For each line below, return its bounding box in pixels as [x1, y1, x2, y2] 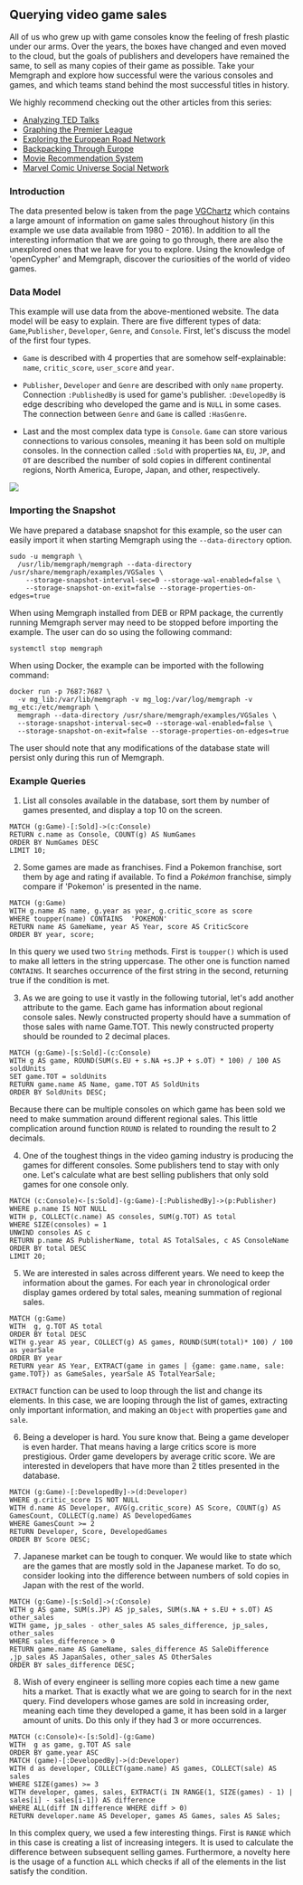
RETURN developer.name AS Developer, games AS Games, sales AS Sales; [9, 1812, 281, 1821]
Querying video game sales [9, 7, 167, 23]
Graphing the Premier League [22, 124, 133, 135]
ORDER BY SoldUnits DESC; [9, 1088, 107, 1097]
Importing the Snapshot [9, 504, 116, 516]
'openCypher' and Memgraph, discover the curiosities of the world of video [9, 253, 291, 265]
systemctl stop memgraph [9, 644, 103, 653]
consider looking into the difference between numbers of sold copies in [22, 1570, 289, 1581]
